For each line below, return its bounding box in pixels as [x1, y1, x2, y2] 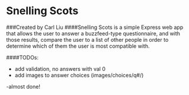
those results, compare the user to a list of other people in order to [6, 36, 169, 43]
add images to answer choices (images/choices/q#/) [14, 71, 144, 78]
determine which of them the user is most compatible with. [6, 42, 150, 50]
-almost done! [6, 83, 40, 90]
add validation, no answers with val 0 [14, 65, 105, 72]
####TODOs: [6, 54, 39, 61]
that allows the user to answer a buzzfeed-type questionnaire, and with [6, 30, 181, 37]
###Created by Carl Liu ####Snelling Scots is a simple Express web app [6, 24, 184, 31]
